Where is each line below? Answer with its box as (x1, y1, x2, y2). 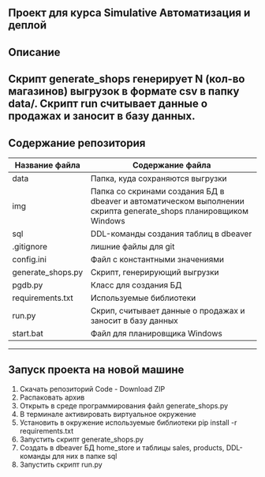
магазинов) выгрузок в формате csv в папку (8, 85, 240, 98)
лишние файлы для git (90, 241, 175, 252)
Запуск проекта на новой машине (8, 363, 185, 377)
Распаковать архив (19, 392, 85, 402)
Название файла (14, 160, 80, 171)
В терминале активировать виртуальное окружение (19, 409, 196, 419)
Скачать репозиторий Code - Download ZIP (19, 384, 166, 393)
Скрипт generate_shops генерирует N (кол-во (8, 73, 245, 86)
